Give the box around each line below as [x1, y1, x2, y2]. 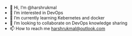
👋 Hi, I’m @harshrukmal [9, 5, 57, 10]
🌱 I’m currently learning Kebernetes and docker [9, 15, 105, 20]
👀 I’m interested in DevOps [9, 10, 63, 16]
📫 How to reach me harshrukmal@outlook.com [9, 26, 106, 31]
